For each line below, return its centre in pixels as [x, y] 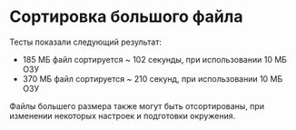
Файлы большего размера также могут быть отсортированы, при [137, 105]
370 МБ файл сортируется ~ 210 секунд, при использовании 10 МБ [153, 78]
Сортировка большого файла [126, 17]
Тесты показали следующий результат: [85, 42]
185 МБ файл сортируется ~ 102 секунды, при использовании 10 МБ [155, 59]
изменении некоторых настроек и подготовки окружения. [123, 115]
